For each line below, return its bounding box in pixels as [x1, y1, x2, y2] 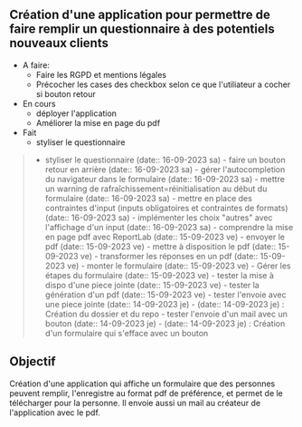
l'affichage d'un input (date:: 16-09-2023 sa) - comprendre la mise [44, 221, 294, 232]
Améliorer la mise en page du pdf [35, 117, 161, 128]
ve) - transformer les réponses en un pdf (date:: [80, 250, 259, 261]
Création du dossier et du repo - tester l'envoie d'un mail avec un [44, 308, 288, 319]
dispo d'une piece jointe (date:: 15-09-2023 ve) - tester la [44, 279, 260, 290]
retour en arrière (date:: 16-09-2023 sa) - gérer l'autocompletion [44, 163, 286, 175]
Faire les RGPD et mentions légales [35, 69, 167, 80]
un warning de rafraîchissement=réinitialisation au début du [44, 183, 268, 194]
